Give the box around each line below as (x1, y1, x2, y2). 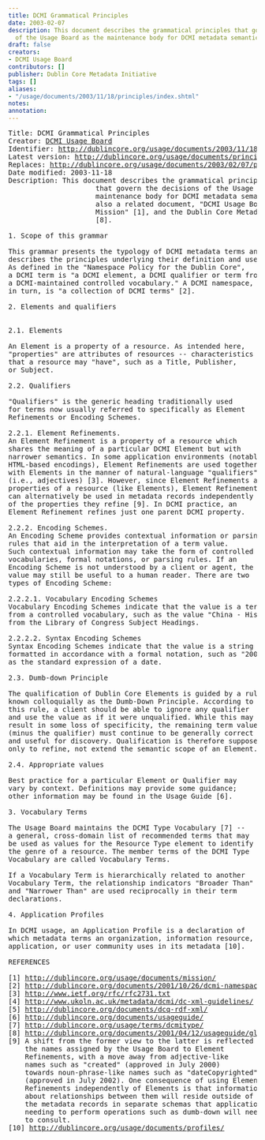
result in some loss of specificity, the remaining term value (8, 721, 258, 729)
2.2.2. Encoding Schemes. (8, 523, 109, 532)
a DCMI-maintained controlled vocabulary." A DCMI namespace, (8, 279, 254, 287)
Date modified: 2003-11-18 (8, 168, 113, 177)
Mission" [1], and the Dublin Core (95, 208, 233, 216)
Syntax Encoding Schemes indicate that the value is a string (8, 642, 254, 651)
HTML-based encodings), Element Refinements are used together (8, 460, 258, 469)
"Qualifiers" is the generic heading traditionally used (8, 397, 233, 406)
